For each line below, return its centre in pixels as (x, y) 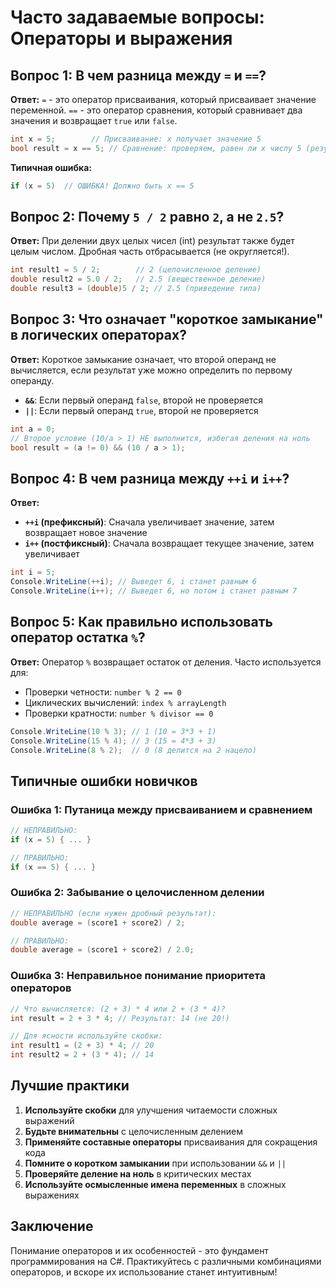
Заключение (52, 1226)
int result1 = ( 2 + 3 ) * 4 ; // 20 (82, 1046)
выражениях (52, 1195)
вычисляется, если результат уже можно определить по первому (151, 370)
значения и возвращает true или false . (94, 120)
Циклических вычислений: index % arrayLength (125, 702)
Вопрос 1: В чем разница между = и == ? (138, 75)
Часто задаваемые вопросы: (137, 17)
